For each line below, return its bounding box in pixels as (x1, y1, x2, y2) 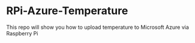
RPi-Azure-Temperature (6, 4, 128, 18)
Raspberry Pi (6, 29, 38, 37)
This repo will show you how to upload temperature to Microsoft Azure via (6, 24, 189, 31)
